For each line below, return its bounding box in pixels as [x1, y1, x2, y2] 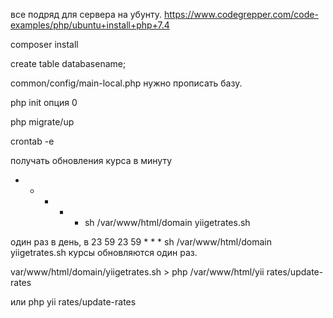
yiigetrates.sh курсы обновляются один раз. [10, 247, 198, 258]
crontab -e [10, 135, 55, 147]
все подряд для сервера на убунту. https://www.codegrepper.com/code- [10, 9, 319, 20]
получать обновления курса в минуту [10, 155, 173, 166]
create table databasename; [10, 58, 127, 69]
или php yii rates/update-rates [10, 296, 137, 308]
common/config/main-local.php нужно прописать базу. [10, 77, 243, 89]
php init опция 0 [10, 97, 78, 108]
